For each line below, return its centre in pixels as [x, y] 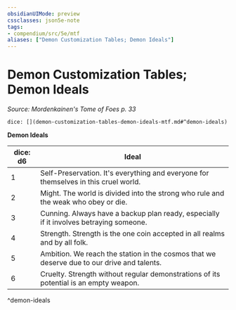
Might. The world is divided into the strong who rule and [132, 193]
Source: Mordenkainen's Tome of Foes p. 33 [72, 109]
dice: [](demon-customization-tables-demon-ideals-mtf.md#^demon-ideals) [118, 122]
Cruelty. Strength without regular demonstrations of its [130, 274]
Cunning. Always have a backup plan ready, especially [130, 214]
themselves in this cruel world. [91, 182]
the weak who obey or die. [84, 202]
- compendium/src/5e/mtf [44, 33]
